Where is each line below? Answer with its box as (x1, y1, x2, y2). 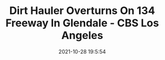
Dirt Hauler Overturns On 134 (9, 4, 156, 17)
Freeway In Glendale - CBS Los (5, 16, 159, 30)
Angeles (61, 29, 103, 42)
